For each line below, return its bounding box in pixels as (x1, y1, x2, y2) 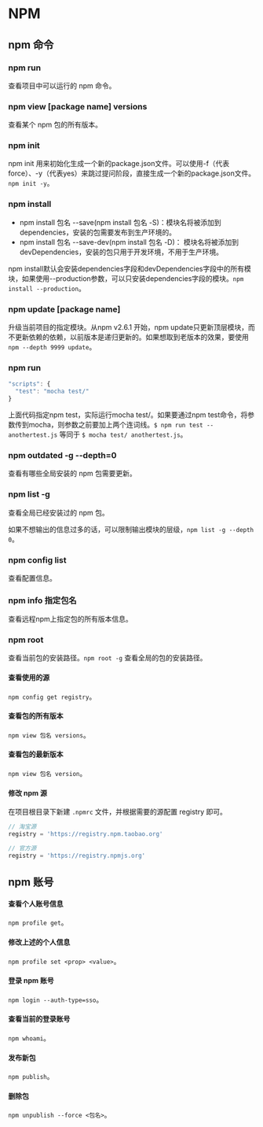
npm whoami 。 (8, 1033, 51, 1043)
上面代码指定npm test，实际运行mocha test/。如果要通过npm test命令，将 (8, 410, 248, 419)
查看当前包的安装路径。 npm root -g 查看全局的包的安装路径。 (8, 653, 207, 663)
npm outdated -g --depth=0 (8, 449, 117, 460)
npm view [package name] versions (8, 101, 148, 112)
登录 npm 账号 (8, 976, 54, 985)
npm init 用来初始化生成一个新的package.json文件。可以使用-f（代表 (8, 159, 230, 168)
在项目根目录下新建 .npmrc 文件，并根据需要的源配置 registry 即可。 (8, 807, 228, 817)
